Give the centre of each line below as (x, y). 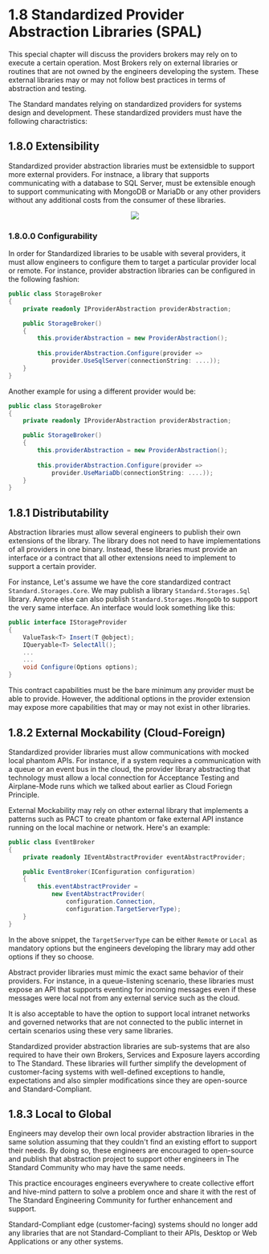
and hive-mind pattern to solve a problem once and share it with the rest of (132, 1192)
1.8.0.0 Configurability (53, 236)
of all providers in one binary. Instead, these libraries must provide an (123, 550)
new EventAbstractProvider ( (98, 894)
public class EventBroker (51, 842)
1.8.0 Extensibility (54, 146)
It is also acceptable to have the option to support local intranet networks (129, 1013)
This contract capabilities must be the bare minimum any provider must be (131, 691)
